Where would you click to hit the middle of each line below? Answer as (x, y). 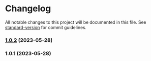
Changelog (28, 9)
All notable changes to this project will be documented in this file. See (76, 22)
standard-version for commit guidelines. (46, 27)
